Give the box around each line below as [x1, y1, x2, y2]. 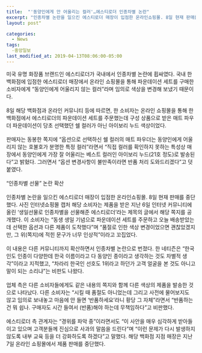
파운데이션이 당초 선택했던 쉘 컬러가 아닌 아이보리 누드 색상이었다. [12, 121, 167, 129]
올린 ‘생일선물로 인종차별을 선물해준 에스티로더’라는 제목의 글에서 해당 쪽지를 [6, 208, 186, 216]
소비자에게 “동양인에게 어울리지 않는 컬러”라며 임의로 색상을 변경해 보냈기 [6, 85, 178, 92]
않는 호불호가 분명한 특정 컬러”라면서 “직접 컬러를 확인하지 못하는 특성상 [17, 143, 186, 150]
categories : [6, 31, 36, 37]
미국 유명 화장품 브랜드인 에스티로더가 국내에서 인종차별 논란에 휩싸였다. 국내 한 [6, 70, 192, 77]
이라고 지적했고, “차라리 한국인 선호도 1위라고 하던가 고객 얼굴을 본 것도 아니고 [13, 259, 196, 267]
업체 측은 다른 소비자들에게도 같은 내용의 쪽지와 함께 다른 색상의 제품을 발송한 [6, 281, 188, 288]
